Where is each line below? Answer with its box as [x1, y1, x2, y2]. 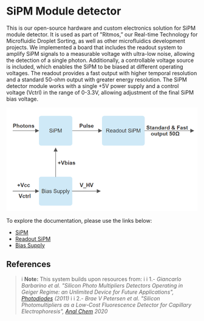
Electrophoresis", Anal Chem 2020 [21, 308, 108, 315]
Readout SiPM [15, 235, 51, 242]
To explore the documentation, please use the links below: [6, 217, 152, 224]
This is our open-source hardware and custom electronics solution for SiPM [6, 24, 196, 32]
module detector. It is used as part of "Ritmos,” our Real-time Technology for [6, 30, 198, 38]
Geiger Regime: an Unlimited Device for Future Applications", [21, 288, 174, 296]
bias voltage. [6, 95, 39, 103]
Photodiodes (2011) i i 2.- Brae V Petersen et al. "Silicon [21, 294, 160, 302]
